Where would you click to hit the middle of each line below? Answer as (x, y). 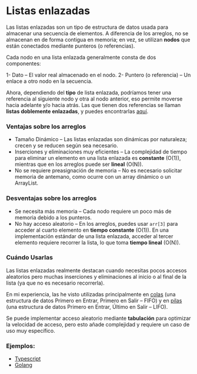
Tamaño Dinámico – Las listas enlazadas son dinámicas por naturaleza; (101, 139)
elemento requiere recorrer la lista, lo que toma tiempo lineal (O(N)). (97, 242)
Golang (23, 365)
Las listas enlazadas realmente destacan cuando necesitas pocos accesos (96, 270)
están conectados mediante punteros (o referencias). (71, 46)
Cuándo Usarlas (29, 258)
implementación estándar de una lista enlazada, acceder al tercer (94, 236)
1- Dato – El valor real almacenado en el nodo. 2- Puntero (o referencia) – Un (98, 75)
